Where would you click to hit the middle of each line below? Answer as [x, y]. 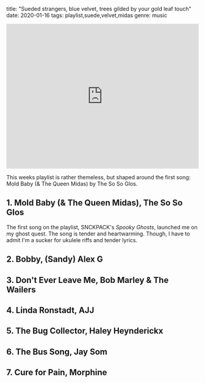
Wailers [21, 289]
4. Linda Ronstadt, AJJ [50, 310]
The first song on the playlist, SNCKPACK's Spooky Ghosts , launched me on [102, 227]
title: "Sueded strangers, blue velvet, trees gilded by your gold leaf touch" [99, 9]
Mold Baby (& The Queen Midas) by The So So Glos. [72, 184]
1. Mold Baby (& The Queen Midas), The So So [95, 203]
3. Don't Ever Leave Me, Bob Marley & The [88, 280]
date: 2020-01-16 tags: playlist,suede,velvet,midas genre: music [87, 15]
